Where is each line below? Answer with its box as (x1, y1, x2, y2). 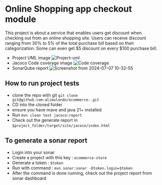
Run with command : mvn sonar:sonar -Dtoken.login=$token (12, 165, 133, 171)
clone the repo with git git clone (12, 92, 78, 98)
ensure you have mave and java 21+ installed (12, 107, 102, 112)
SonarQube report (12, 65, 49, 71)
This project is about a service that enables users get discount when (5, 30, 142, 36)
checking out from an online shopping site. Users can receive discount (5, 35, 146, 41)
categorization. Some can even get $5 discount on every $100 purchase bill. (5, 45, 158, 51)
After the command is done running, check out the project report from (12, 170, 152, 176)
